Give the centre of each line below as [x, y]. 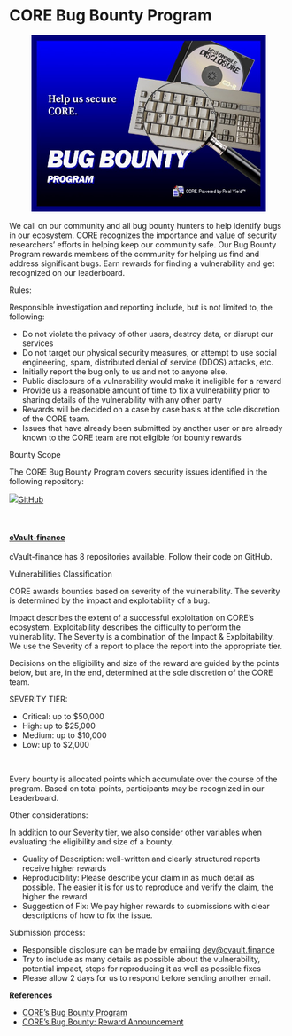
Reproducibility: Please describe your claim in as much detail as [138, 878]
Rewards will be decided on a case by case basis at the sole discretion [151, 409]
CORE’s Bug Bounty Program [75, 1013]
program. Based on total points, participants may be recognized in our [137, 789]
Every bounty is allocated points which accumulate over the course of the [143, 779]
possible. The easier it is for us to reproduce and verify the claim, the [148, 887]
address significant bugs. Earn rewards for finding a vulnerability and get [142, 263]
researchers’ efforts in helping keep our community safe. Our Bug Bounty [143, 244]
